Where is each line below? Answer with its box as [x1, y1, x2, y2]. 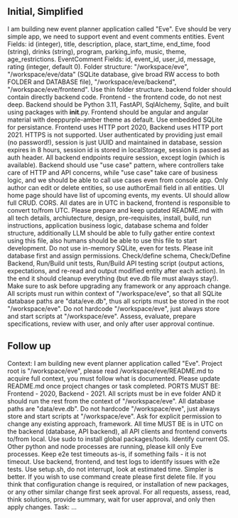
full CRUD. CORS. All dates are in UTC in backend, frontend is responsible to [7, 199, 231, 207]
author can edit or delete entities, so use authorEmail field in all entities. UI [7, 183, 225, 191]
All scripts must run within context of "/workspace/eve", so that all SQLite [7, 289, 222, 297]
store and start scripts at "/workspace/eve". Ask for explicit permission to [7, 412, 222, 421]
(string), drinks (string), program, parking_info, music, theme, [7, 47, 187, 55]
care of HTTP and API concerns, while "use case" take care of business [7, 168, 218, 176]
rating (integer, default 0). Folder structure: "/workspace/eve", [7, 62, 189, 70]
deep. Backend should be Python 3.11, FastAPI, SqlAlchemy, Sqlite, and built [7, 100, 229, 109]
